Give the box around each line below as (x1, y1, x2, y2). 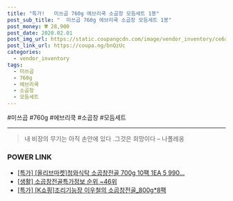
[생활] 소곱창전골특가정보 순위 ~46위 (17, 178, 118, 186)
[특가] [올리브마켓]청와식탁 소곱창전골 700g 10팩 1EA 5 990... (17, 169, 185, 177)
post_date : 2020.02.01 (7, 29, 73, 37)
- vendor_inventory (13, 55, 70, 62)
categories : (7, 49, 42, 56)
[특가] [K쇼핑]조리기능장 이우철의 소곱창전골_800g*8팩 (17, 186, 166, 194)
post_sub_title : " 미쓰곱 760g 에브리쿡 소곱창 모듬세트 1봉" (7, 17, 172, 23)
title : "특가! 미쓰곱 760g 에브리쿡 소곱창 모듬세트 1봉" (7, 10, 159, 17)
